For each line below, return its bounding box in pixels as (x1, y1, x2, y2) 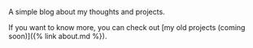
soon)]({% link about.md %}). (8, 32, 107, 41)
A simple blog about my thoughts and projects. (8, 7, 165, 16)
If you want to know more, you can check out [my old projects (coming (8, 23, 246, 32)
